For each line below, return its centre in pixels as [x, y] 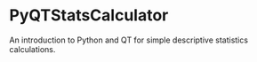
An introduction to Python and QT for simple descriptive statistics [129, 40]
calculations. [32, 49]
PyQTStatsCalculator [89, 15]
